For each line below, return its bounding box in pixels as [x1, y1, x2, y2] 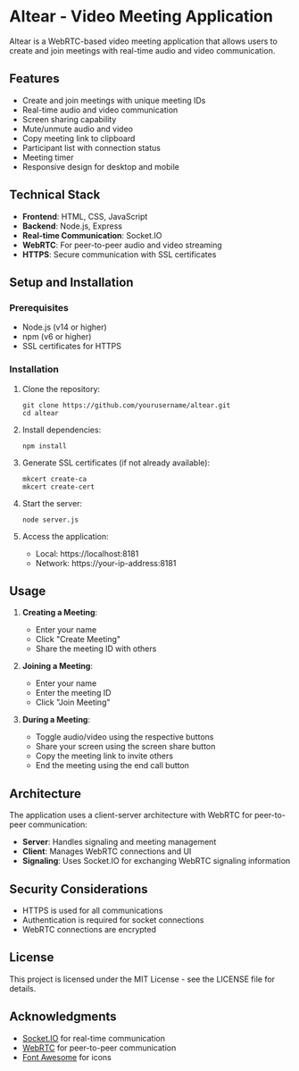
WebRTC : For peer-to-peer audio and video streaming [21, 239, 223, 250]
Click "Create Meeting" [35, 634, 121, 645]
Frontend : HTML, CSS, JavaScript [21, 211, 148, 222]
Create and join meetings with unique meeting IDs [21, 95, 206, 105]
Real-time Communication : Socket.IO [21, 230, 162, 240]
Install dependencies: [21, 424, 102, 435]
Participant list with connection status [21, 142, 161, 153]
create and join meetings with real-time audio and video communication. [9, 45, 276, 55]
